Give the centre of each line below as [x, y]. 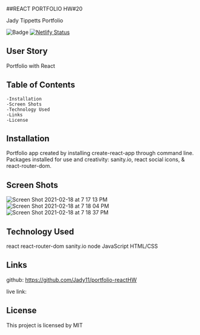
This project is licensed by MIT [45, 325]
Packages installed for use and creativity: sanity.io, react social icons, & [95, 159]
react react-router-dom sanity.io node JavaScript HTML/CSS [82, 246]
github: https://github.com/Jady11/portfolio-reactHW [72, 280]
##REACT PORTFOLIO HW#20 [45, 9]
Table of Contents [41, 85]
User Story [27, 51]
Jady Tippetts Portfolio [35, 20]
